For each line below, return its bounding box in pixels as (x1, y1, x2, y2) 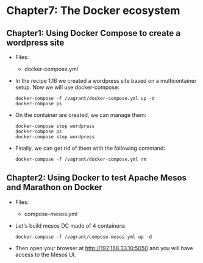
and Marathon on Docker (6, 182, 102, 192)
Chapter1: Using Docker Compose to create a (6, 28, 181, 38)
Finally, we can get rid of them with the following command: (15, 144, 166, 152)
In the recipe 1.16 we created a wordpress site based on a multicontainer (15, 77, 197, 84)
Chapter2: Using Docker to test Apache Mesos (6, 173, 187, 183)
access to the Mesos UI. (15, 251, 76, 258)
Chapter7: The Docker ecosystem (6, 4, 180, 18)
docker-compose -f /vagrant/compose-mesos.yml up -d (15, 234, 152, 240)
